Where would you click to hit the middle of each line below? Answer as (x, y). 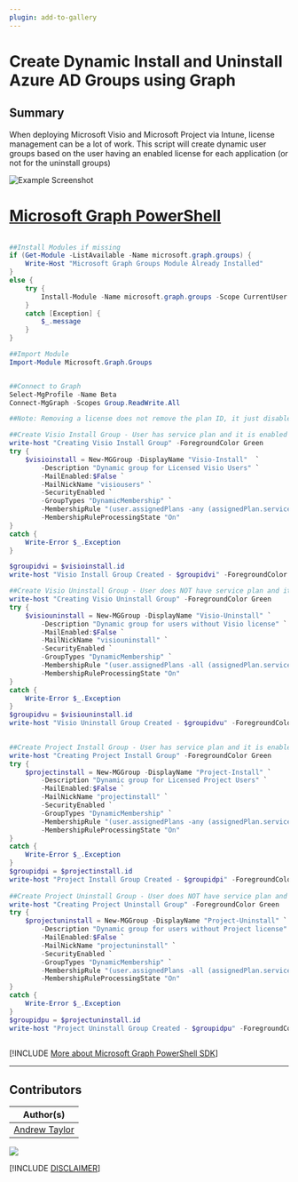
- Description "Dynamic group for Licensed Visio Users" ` (150, 467)
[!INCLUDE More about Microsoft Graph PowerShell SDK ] (114, 1053)
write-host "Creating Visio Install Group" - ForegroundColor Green (137, 443)
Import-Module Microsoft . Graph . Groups (81, 362)
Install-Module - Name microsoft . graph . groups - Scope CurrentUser (165, 297)
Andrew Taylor (44, 1130)
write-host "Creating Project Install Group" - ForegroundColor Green (141, 755)
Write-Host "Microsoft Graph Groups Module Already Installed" (145, 264)
